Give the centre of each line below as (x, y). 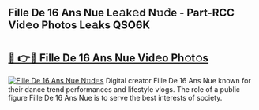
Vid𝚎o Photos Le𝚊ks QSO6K (79, 26)
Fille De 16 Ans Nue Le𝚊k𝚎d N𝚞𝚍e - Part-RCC (122, 13)
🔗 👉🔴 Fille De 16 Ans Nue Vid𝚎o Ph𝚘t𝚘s (109, 58)
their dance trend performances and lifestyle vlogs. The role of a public (124, 89)
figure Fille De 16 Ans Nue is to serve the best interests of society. (115, 98)
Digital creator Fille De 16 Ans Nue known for (178, 81)
